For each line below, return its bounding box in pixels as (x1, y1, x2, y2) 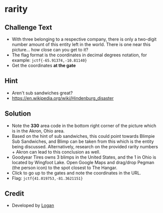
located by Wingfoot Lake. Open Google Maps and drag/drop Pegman (11, 159, 155, 165)
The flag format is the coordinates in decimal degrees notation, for (11, 52, 147, 58)
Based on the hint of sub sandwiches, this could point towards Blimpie (11, 133, 155, 139)
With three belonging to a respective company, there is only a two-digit (11, 36, 157, 42)
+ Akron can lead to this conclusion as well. (11, 149, 101, 155)
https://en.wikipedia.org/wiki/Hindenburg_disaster (11, 95, 114, 101)
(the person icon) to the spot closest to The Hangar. (11, 165, 118, 170)
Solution (4, 110, 31, 118)
